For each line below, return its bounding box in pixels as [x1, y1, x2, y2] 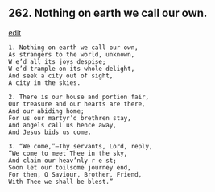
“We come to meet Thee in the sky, [8, 149, 128, 157]
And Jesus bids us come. [8, 128, 92, 136]
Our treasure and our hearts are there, [8, 100, 147, 108]
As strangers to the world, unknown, [8, 50, 135, 59]
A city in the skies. [8, 78, 81, 87]
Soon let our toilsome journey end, [8, 163, 131, 172]
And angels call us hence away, [8, 121, 117, 129]
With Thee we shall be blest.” [8, 177, 114, 186]
